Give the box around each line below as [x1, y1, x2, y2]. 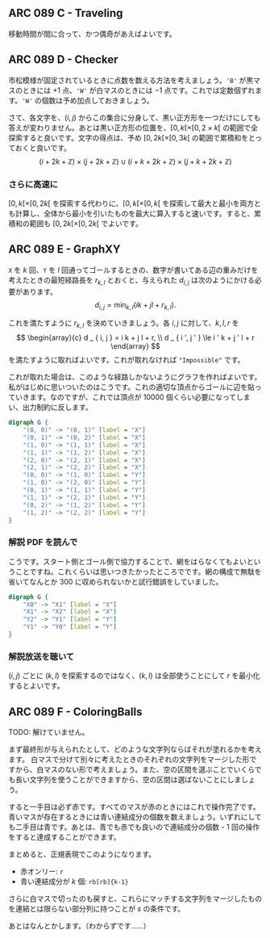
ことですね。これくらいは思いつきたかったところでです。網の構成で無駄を [15, 567, 262, 576]
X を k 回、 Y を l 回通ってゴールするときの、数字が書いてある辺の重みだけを [8, 265, 259, 274]
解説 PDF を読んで [8, 537, 78, 548]
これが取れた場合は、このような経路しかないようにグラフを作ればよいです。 [8, 372, 262, 382]
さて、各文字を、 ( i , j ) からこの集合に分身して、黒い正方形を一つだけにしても [8, 112, 261, 122]
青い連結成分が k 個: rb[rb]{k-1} [19, 877, 129, 886]
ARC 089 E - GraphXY [8, 242, 121, 257]
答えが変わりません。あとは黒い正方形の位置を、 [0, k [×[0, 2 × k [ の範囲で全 [8, 123, 259, 132]
